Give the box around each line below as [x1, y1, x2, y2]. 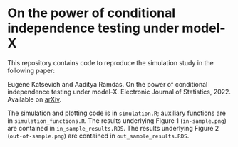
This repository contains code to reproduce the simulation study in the [7, 58, 214, 67]
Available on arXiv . [7, 94, 62, 104]
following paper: [7, 66, 56, 75]
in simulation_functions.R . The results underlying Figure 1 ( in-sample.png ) [7, 116, 227, 125]
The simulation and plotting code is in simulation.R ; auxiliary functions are [7, 109, 227, 117]
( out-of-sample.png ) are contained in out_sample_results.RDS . [7, 131, 190, 140]
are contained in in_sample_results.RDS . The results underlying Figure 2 [7, 124, 219, 132]
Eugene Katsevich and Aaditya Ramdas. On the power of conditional [7, 80, 208, 88]
